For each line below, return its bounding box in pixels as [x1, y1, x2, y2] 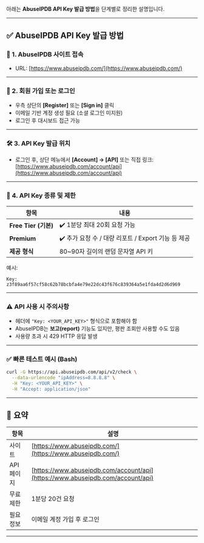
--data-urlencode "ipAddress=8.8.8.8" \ [12, 375, 115, 381]
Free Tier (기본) [9, 222, 53, 230]
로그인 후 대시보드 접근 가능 [15, 116, 81, 124]
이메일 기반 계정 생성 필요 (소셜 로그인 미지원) [15, 109, 123, 116]
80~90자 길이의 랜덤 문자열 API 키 [59, 247, 153, 256]
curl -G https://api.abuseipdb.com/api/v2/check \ [6, 369, 137, 376]
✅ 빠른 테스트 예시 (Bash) [6, 355, 78, 363]
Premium [9, 234, 36, 243]
